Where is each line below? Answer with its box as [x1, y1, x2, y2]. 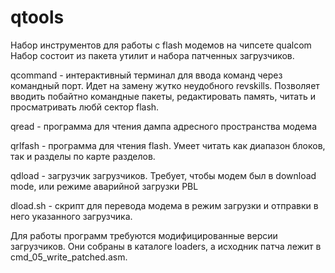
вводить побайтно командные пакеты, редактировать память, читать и [10, 90, 316, 102]
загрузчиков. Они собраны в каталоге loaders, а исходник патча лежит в [10, 240, 322, 252]
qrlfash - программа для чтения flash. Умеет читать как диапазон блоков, [10, 139, 326, 151]
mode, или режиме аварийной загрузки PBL [10, 180, 199, 192]
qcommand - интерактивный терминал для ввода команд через [10, 69, 283, 81]
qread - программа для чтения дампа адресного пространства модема [10, 120, 318, 132]
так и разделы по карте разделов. [10, 150, 156, 162]
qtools [10, 6, 65, 29]
